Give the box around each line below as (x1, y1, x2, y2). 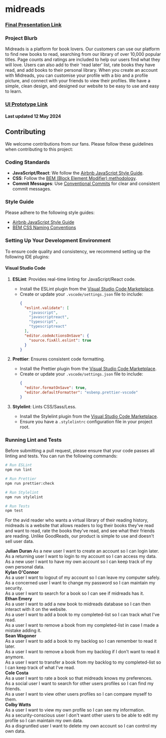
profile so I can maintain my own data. (5, 718, 83, 724)
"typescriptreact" (29, 324, 67, 329)
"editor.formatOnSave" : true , (24, 385, 87, 390)
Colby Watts (5, 702, 31, 708)
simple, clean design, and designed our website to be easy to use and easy (5, 83, 160, 89)
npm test (5, 508, 23, 513)
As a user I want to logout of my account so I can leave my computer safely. (5, 574, 161, 580)
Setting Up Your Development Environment (5, 237, 111, 244)
